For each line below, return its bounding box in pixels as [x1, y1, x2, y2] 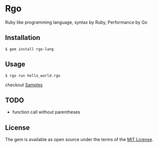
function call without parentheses [12, 109, 80, 115]
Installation [5, 34, 40, 42]
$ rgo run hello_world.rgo [5, 73, 61, 78]
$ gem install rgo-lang [5, 46, 54, 52]
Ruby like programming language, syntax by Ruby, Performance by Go [5, 19, 148, 25]
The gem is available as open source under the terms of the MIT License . [5, 137, 154, 143]
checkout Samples [5, 82, 43, 88]
